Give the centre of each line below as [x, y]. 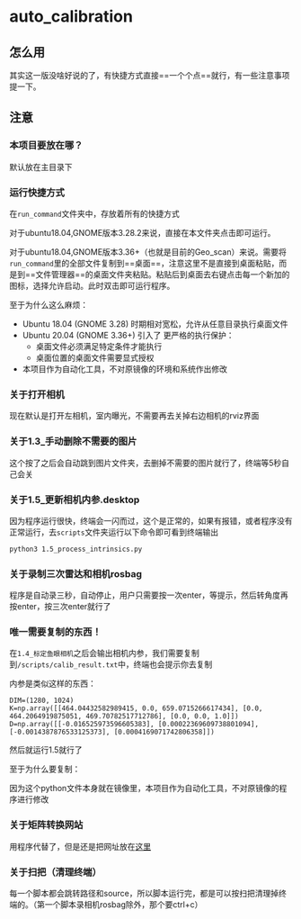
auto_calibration [71, 17]
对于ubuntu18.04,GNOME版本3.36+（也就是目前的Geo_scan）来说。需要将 [148, 252]
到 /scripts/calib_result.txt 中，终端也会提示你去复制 [111, 664]
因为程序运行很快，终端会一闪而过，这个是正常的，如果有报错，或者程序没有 [151, 520]
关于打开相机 [37, 394]
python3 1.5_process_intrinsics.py [76, 549]
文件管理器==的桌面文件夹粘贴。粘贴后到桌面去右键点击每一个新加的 [163, 274]
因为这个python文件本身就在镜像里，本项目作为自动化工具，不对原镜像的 [144, 788]
